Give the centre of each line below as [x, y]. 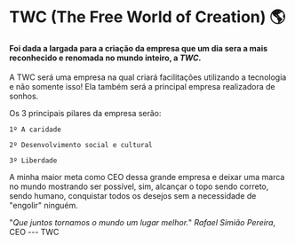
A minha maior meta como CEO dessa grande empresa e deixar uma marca [147, 177]
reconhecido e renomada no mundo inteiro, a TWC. [105, 58]
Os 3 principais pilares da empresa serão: [85, 114]
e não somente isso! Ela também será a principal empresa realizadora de [142, 87]
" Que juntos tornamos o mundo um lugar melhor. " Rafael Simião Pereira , [143, 223]
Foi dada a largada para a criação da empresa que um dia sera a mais [139, 48]
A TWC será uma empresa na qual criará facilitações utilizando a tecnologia [148, 77]
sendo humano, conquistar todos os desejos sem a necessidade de [133, 196]
